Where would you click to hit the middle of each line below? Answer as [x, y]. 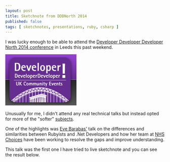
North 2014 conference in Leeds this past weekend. [59, 47]
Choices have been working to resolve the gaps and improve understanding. [85, 140]
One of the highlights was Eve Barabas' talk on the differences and [75, 129]
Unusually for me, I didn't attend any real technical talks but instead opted [82, 114]
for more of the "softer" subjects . [40, 119]
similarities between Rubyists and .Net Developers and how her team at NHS [85, 134]
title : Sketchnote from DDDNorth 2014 [46, 16]
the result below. [23, 155]
